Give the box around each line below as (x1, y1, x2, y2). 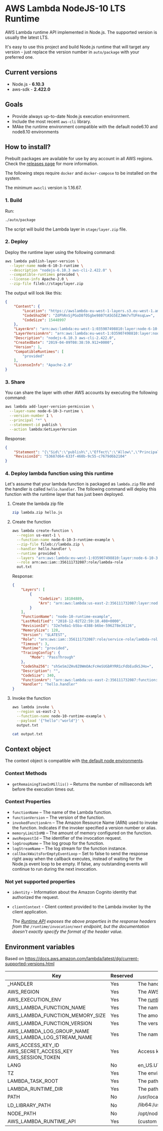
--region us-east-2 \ (16, 709, 61, 714)
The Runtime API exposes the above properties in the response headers (12, 918, 156, 924)
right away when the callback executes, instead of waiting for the (12, 856, 143, 861)
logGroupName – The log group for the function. (12, 840, 104, 846)
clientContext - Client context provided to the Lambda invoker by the (12, 904, 151, 910)
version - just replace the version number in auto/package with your (5, 49, 140, 55)
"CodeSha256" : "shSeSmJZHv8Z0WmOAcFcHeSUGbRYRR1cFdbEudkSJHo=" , (21, 664, 154, 669)
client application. (12, 909, 48, 915)
